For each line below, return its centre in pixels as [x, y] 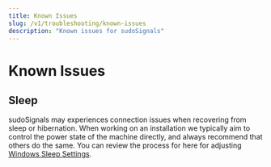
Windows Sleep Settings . [50, 154]
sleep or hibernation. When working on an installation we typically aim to [129, 128]
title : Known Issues [43, 16]
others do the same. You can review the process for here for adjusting [125, 145]
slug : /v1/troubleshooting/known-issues [78, 23]
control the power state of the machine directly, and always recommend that [135, 137]
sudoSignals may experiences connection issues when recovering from [127, 120]
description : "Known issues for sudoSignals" [86, 31]
